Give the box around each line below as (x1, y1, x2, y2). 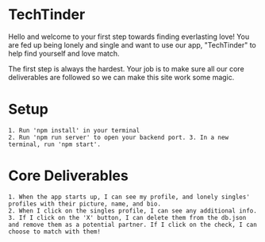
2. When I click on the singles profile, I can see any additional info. (8, 206, 258, 215)
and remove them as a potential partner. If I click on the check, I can (8, 221, 258, 229)
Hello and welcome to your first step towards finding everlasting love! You (8, 32, 250, 41)
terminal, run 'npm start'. (8, 140, 102, 148)
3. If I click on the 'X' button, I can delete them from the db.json (8, 213, 247, 221)
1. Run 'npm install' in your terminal (8, 126, 140, 134)
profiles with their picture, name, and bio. (8, 200, 161, 208)
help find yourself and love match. (8, 48, 121, 58)
